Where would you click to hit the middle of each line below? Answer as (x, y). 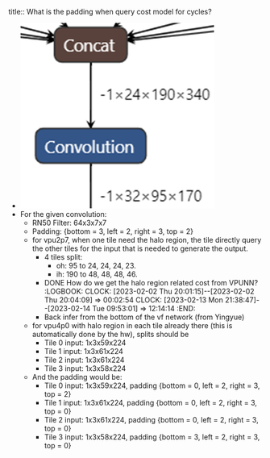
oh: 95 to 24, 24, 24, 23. (96, 266)
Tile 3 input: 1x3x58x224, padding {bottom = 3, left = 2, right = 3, (152, 437)
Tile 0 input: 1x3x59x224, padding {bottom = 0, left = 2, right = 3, (152, 385)
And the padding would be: (77, 377)
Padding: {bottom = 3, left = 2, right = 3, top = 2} (113, 231)
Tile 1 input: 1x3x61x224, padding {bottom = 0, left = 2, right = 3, (151, 403)
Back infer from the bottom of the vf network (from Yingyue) (144, 317)
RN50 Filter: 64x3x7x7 (69, 223)
